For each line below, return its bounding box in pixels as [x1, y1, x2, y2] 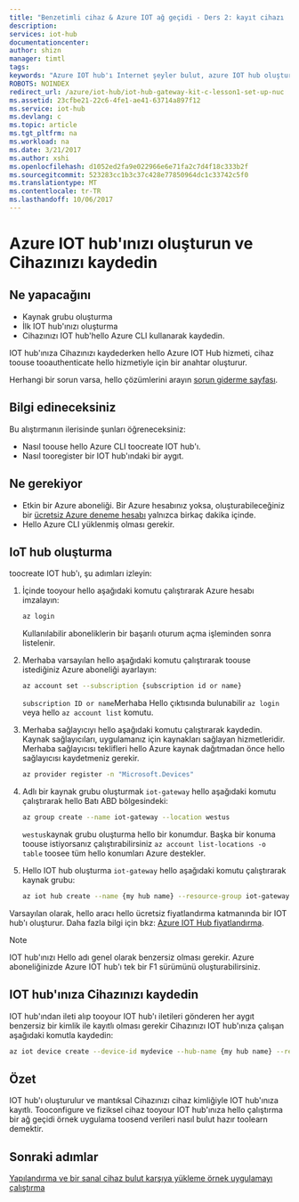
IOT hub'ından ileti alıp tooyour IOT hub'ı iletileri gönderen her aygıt [9, 1011, 255, 1021]
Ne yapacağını [9, 288, 92, 303]
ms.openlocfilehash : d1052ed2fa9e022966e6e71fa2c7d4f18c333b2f [9, 162, 249, 171]
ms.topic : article [9, 121, 77, 130]
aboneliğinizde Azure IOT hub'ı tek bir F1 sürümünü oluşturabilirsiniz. [9, 961, 261, 971]
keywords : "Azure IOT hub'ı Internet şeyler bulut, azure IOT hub [9, 71, 261, 80]
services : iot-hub [9, 29, 77, 38]
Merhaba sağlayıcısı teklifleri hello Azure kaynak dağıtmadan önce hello [21, 743, 285, 754]
